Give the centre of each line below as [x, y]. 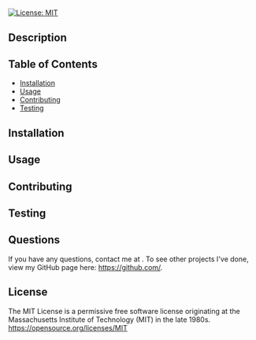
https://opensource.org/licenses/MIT [68, 327]
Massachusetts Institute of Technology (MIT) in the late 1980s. [109, 320]
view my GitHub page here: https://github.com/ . [85, 267]
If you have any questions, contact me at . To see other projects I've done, [129, 259]
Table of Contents [53, 64]
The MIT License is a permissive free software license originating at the [124, 311]
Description [37, 37]
